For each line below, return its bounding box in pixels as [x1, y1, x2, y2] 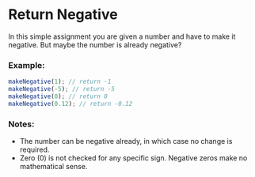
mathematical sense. [19, 162, 88, 171]
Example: [8, 59, 45, 70]
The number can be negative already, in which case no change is [19, 137, 233, 146]
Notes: [8, 119, 35, 130]
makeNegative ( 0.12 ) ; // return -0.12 [8, 100, 133, 107]
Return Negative [8, 6, 118, 24]
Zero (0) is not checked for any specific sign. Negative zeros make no [19, 153, 248, 163]
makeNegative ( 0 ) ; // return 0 [8, 92, 108, 100]
